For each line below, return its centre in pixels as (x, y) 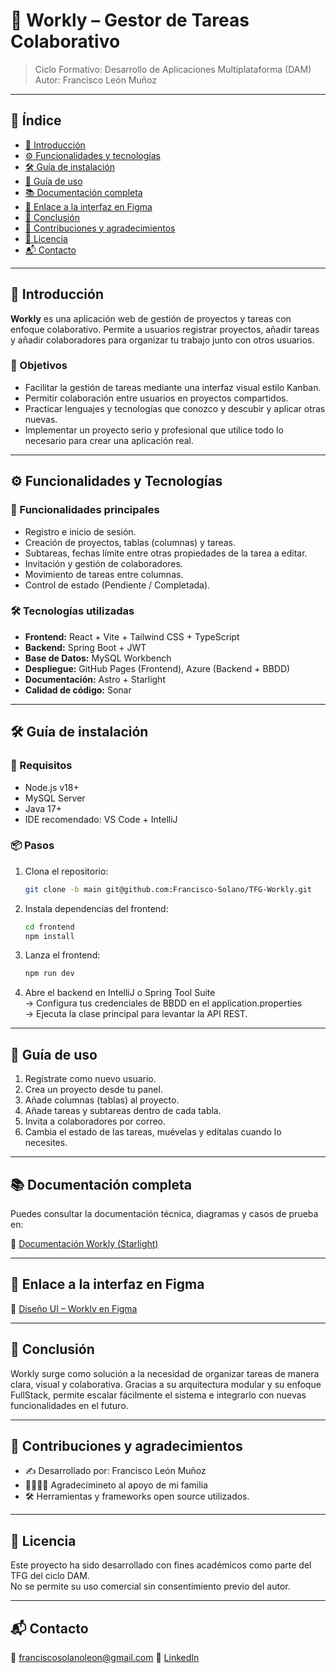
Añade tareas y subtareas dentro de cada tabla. (123, 1111)
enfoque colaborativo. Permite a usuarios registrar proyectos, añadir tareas (165, 329)
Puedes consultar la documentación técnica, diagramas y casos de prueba (164, 1213)
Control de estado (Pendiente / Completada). (117, 585)
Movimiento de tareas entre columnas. (104, 574)
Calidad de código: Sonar (78, 690)
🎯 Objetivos (39, 366)
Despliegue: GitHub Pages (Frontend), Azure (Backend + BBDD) (157, 668)
